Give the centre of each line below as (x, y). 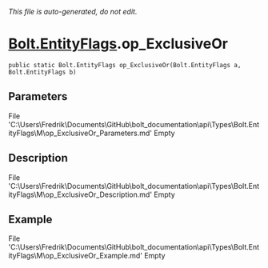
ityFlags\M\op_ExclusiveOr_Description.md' (80, 194)
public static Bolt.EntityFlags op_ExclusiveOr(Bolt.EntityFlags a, (125, 65)
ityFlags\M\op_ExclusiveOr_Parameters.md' (80, 133)
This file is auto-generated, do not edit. (73, 12)
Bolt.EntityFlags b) (43, 72)
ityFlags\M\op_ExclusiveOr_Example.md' (75, 256)
